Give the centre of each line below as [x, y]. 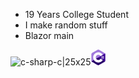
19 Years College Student [76, 14]
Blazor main [49, 35]
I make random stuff [66, 25]
